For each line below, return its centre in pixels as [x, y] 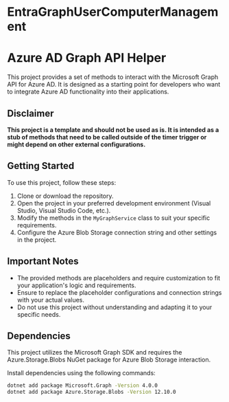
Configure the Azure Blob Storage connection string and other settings [117, 232]
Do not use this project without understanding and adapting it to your [114, 307]
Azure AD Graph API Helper [87, 58]
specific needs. [39, 314]
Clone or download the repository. [65, 196]
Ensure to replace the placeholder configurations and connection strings [119, 292]
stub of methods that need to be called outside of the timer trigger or [107, 137]
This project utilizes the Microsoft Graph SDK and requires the [95, 353]
